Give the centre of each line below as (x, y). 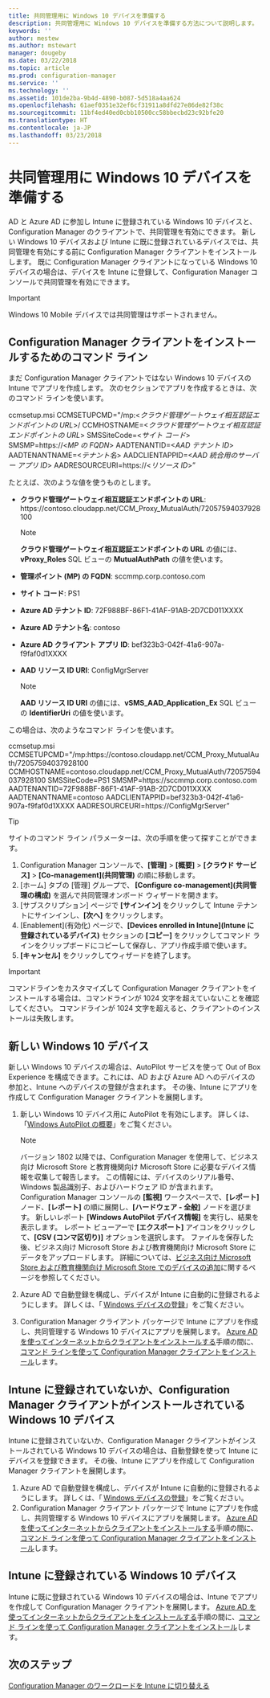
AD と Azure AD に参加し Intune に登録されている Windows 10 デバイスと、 (133, 221)
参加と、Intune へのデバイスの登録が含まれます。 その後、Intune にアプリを (133, 1087)
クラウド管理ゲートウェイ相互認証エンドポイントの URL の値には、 (131, 549)
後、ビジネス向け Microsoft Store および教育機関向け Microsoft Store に (138, 1247)
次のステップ (40, 1665)
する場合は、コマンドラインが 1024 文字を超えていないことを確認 (151, 998)
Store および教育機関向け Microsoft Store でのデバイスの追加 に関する (134, 1267)
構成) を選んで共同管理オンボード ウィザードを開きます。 (128, 895)
